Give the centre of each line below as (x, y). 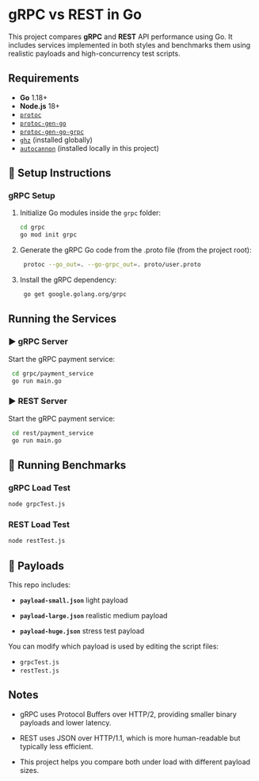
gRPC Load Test (40, 487)
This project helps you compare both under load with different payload (135, 762)
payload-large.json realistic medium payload (93, 615)
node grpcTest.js (37, 504)
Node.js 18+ (40, 106)
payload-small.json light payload (74, 600)
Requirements (44, 78)
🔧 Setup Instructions (60, 173)
